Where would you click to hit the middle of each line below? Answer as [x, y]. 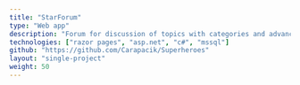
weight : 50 [29, 67]
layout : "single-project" [57, 58]
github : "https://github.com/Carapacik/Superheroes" [109, 50]
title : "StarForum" [46, 17]
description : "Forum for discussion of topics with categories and [137, 34]
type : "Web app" [39, 26]
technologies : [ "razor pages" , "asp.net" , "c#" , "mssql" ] [119, 42]
